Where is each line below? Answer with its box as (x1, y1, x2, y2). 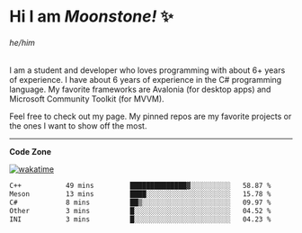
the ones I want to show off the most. (9, 121, 147, 131)
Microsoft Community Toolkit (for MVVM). (9, 94, 164, 104)
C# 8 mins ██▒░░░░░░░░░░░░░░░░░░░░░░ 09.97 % (9, 198, 271, 208)
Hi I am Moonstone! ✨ (9, 6, 173, 27)
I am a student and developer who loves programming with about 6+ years (9, 65, 286, 76)
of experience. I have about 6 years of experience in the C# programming (9, 75, 282, 85)
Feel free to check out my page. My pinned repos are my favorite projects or (9, 111, 292, 122)
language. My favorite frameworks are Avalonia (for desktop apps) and (9, 84, 271, 95)
